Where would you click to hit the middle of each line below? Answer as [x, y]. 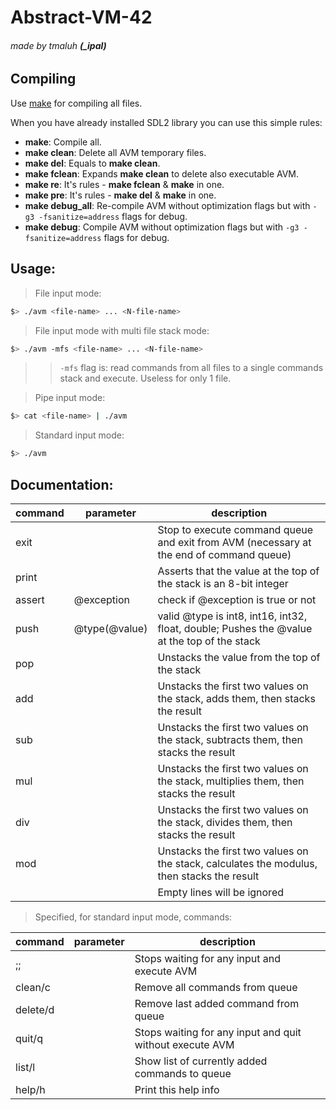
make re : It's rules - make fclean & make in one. [124, 184]
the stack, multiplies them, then [231, 781]
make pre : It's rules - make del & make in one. [120, 195]
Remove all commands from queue [216, 987]
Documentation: [62, 484]
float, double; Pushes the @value [235, 628]
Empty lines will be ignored [220, 892]
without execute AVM [184, 1044]
